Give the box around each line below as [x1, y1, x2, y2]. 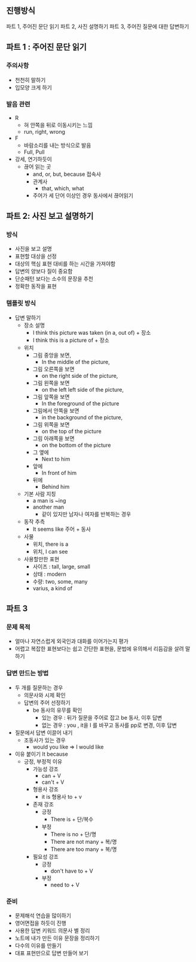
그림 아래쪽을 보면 [32, 434, 75, 442]
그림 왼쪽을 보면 [32, 379, 70, 386]
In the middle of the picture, [41, 358, 110, 365]
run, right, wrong [23, 128, 66, 135]
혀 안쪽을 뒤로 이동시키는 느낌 [23, 121, 93, 128]
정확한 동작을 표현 [14, 282, 57, 290]
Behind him [41, 483, 70, 490]
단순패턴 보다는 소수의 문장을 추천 [14, 275, 94, 282]
